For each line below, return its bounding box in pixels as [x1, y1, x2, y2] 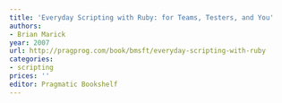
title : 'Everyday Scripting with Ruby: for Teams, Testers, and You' [9, 13, 275, 22]
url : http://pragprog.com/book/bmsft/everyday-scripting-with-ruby [9, 47, 267, 56]
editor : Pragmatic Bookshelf [9, 80, 118, 89]
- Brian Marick [9, 30, 66, 39]
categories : [9, 55, 54, 64]
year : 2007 [9, 38, 50, 47]
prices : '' [9, 72, 50, 81]
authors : [9, 21, 42, 30]
